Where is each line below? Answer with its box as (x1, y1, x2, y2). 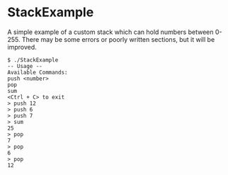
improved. (7, 43, 37, 51)
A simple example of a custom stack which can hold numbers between (7, 28, 214, 36)
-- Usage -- (7, 62, 42, 69)
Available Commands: (7, 69, 69, 76)
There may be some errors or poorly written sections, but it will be (21, 35, 215, 43)
